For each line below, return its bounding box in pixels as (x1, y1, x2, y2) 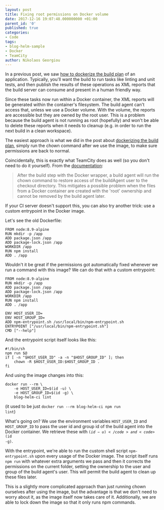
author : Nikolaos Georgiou (5, 58, 60, 63)
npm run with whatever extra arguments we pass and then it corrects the (5, 458, 151, 464)
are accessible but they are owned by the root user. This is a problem (5, 112, 145, 118)
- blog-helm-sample (5, 44, 45, 49)
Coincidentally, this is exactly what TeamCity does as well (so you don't (5, 157, 150, 163)
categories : (5, 30, 29, 35)
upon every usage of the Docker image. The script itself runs (35, 453, 158, 459)
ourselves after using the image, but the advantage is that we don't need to (5, 489, 157, 495)
